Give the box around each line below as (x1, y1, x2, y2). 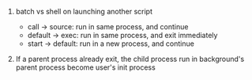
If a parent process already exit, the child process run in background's (15, 55, 245, 63)
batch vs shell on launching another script (15, 7, 152, 16)
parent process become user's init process (15, 63, 156, 72)
